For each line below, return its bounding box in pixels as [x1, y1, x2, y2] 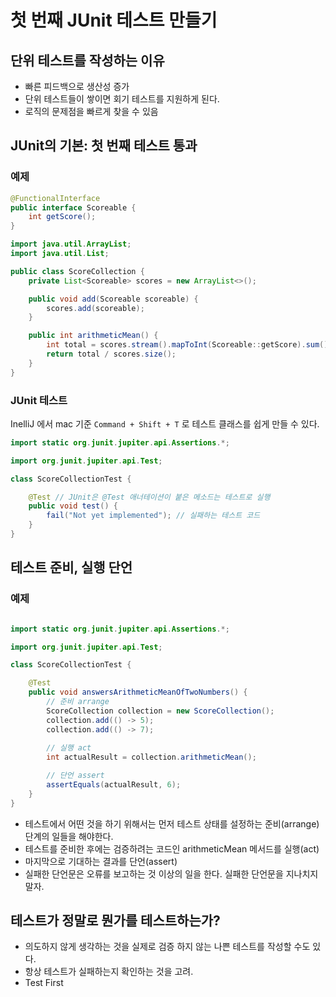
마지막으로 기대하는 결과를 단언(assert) [24, 855, 178, 867]
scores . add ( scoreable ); [46, 303, 145, 313]
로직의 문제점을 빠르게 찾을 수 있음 [24, 106, 159, 117]
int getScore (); [28, 212, 97, 222]
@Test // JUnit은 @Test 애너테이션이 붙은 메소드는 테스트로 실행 [28, 492, 271, 502]
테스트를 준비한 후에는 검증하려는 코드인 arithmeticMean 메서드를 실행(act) [24, 842, 320, 855]
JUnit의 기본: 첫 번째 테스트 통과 [10, 137, 198, 155]
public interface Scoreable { [10, 202, 137, 213]
